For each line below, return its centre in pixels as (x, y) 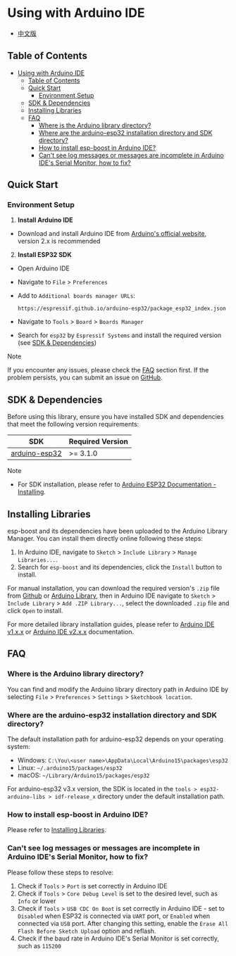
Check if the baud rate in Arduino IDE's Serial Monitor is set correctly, (118, 938)
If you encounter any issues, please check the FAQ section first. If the (108, 370)
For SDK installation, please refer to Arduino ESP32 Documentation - (117, 484)
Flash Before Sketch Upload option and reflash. (87, 931)
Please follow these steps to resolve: (61, 872)
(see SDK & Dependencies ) (57, 343)
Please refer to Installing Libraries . (57, 830)
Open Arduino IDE (44, 268)
